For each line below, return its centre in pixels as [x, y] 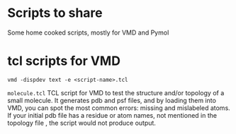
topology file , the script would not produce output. [82, 123]
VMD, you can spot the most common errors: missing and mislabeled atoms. [119, 108]
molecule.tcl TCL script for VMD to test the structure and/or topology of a [116, 92]
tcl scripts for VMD [64, 61]
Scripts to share [55, 13]
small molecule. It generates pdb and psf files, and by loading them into [112, 100]
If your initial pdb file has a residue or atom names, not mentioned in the [112, 115]
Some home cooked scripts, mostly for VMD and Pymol [88, 32]
